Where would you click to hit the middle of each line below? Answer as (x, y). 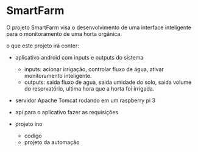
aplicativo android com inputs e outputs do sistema (79, 57)
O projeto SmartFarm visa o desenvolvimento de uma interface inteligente (99, 27)
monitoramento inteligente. (58, 75)
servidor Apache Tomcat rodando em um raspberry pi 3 (85, 100)
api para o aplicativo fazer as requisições (67, 112)
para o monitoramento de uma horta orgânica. (64, 33)
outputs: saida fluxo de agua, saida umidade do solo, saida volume (108, 82)
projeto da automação (52, 142)
